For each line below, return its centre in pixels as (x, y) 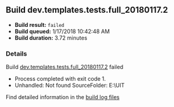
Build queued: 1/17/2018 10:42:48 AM (62, 31)
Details (17, 53)
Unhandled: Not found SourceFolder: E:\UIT (70, 86)
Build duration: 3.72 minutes (51, 38)
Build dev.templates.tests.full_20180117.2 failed (65, 67)
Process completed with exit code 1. (60, 79)
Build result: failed (40, 24)
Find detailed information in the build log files (63, 97)
